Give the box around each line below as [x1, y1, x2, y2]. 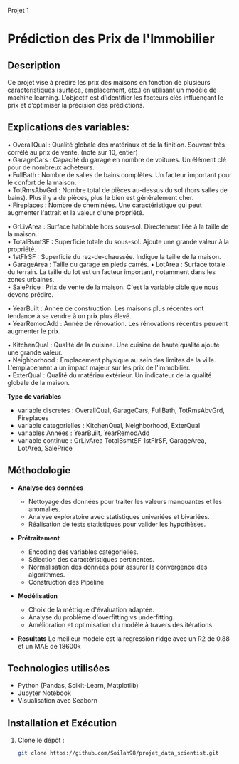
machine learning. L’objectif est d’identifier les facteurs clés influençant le [7, 93, 224, 102]
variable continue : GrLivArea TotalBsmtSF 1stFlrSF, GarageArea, [17, 436, 207, 444]
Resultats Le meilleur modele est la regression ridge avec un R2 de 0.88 [17, 634, 230, 643]
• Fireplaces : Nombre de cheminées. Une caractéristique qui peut [7, 201, 202, 209]
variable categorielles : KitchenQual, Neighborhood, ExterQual [17, 421, 201, 429]
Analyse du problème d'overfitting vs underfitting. [28, 612, 175, 622]
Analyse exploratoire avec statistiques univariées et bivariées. [28, 512, 210, 520]
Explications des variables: [7, 121, 130, 134]
